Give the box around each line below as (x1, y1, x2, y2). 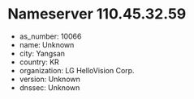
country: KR (19, 57, 60, 67)
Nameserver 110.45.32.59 (7, 5, 187, 23)
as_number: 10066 (19, 31, 82, 41)
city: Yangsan (19, 48, 66, 58)
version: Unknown (19, 74, 80, 84)
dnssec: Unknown (19, 82, 80, 93)
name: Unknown (19, 39, 75, 49)
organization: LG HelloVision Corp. (19, 65, 135, 75)
